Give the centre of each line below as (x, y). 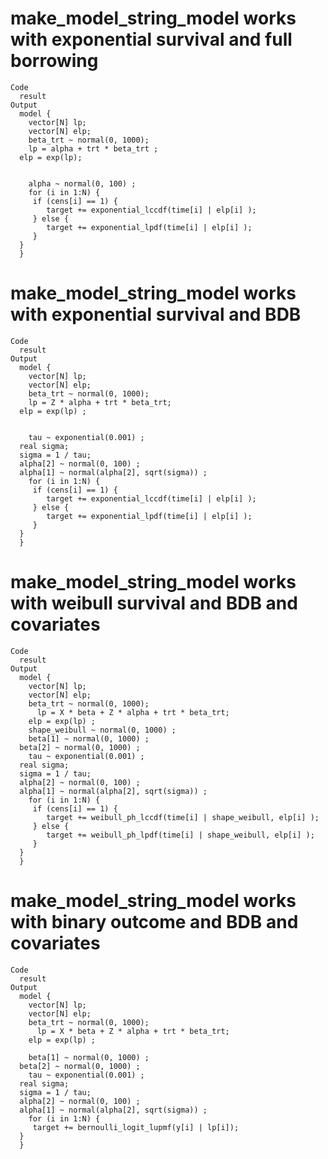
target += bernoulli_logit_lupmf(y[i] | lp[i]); (136, 1127)
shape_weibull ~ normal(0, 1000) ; (102, 730)
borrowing (54, 61)
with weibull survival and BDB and (154, 603)
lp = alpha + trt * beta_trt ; (93, 148)
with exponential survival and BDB (156, 314)
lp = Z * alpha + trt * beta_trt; (100, 402)
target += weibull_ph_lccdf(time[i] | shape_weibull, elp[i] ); (183, 817)
